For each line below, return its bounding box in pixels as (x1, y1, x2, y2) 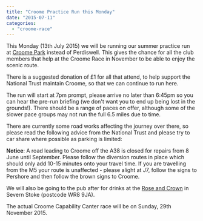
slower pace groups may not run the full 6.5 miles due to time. (6, 111, 161, 118)
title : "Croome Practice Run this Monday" (6, 8, 115, 15)
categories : (6, 20, 36, 26)
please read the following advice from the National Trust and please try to (6, 129, 190, 136)
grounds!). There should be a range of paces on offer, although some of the (6, 104, 196, 112)
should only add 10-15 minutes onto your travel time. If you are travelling (6, 160, 187, 167)
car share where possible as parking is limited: (6, 136, 122, 143)
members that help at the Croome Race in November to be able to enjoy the (6, 55, 195, 62)
